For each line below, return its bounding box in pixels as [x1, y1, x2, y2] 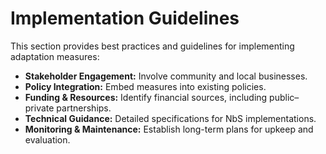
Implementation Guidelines [10, 7, 240, 30]
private [24, 102, 55, 114]
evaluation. [24, 133, 71, 146]
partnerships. [56, 102, 112, 114]
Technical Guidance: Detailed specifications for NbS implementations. [24, 112, 317, 124]
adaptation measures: [10, 50, 100, 62]
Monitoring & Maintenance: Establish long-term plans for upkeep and [24, 123, 314, 135]
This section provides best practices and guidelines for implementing [10, 40, 295, 52]
